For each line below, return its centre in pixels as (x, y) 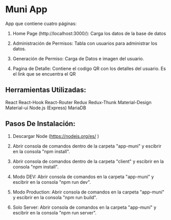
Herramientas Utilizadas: (46, 90)
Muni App (26, 9)
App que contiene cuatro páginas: (41, 23)
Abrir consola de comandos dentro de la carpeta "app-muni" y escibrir (87, 146)
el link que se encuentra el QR (44, 74)
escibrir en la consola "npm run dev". (52, 182)
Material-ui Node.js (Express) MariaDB (46, 108)
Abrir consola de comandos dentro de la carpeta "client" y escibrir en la (88, 161)
